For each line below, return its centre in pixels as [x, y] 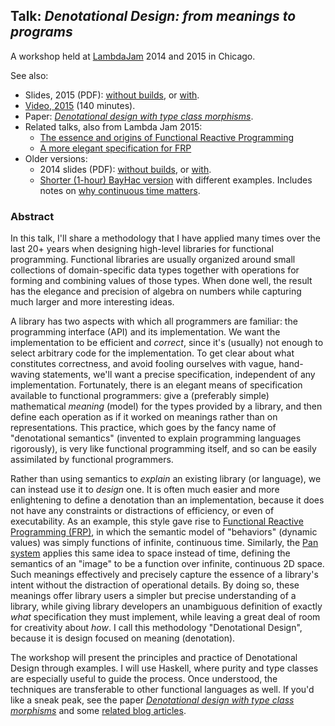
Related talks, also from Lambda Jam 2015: [113, 126]
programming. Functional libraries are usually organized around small [153, 260]
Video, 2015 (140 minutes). [80, 105]
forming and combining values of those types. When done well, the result [161, 281]
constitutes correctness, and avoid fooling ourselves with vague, [143, 364]
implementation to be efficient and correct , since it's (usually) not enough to [167, 343]
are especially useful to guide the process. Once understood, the [144, 679]
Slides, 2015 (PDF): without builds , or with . [112, 95]
